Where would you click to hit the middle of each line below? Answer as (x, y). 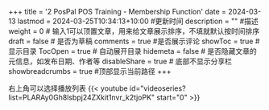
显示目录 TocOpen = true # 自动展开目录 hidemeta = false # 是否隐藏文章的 (133, 51)
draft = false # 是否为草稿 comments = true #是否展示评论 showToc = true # (134, 41)
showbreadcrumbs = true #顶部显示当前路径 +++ (90, 71)
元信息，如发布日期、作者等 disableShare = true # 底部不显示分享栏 (120, 61)
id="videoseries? (158, 88)
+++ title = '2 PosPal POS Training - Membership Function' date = (118, 12)
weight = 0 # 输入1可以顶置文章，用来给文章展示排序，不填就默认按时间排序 (134, 31)
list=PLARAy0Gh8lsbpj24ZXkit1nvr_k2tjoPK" (82, 97)
